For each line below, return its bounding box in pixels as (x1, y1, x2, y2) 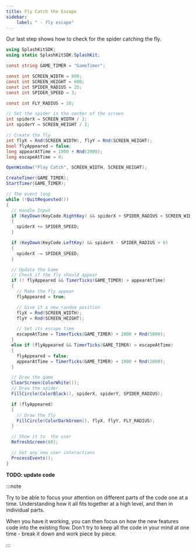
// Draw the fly (16, 412, 57, 418)
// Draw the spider (11, 386, 59, 391)
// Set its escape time (16, 326, 75, 332)
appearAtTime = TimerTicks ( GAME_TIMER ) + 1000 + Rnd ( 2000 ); (16, 358, 166, 365)
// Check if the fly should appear (11, 272, 98, 278)
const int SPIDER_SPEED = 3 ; (6, 90, 77, 95)
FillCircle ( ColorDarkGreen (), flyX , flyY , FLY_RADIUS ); (16, 418, 156, 424)
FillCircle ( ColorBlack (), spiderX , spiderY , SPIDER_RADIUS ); (11, 391, 163, 397)
